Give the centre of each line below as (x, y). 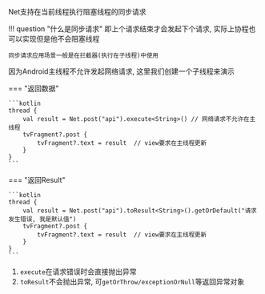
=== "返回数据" (34, 88)
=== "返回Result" (37, 180)
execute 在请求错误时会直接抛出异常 (78, 272)
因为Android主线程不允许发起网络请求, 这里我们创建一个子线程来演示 (121, 71)
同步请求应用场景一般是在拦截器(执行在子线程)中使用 (83, 55)
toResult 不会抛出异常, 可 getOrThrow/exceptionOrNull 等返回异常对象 (132, 282)
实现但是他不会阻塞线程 (61, 39)
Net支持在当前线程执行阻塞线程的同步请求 (77, 12)
